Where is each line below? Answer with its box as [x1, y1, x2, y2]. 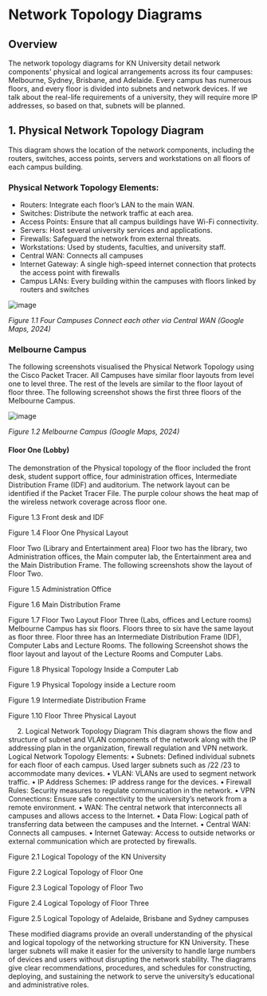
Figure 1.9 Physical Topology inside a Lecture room [8, 679, 176, 689]
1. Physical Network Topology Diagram [8, 124, 205, 137]
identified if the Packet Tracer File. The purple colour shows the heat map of [8, 488, 259, 498]
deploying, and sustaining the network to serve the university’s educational [8, 971, 255, 981]
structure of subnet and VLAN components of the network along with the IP [8, 734, 257, 744]
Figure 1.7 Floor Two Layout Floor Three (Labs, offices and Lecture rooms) [8, 615, 253, 624]
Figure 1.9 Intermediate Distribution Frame [8, 695, 146, 705]
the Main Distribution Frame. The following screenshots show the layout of [8, 560, 253, 569]
